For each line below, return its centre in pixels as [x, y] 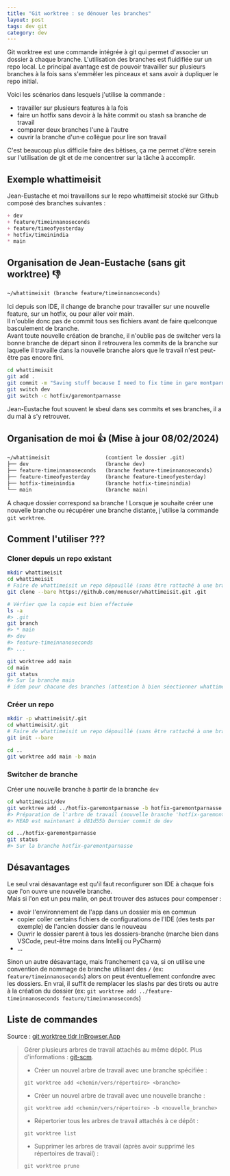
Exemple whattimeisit [54, 179]
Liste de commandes [52, 1020]
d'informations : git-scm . [59, 1057]
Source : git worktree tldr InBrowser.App [64, 1036]
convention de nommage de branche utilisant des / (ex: [86, 969]
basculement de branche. [43, 328]
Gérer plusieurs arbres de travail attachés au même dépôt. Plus [113, 1049]
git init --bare [30, 738]
